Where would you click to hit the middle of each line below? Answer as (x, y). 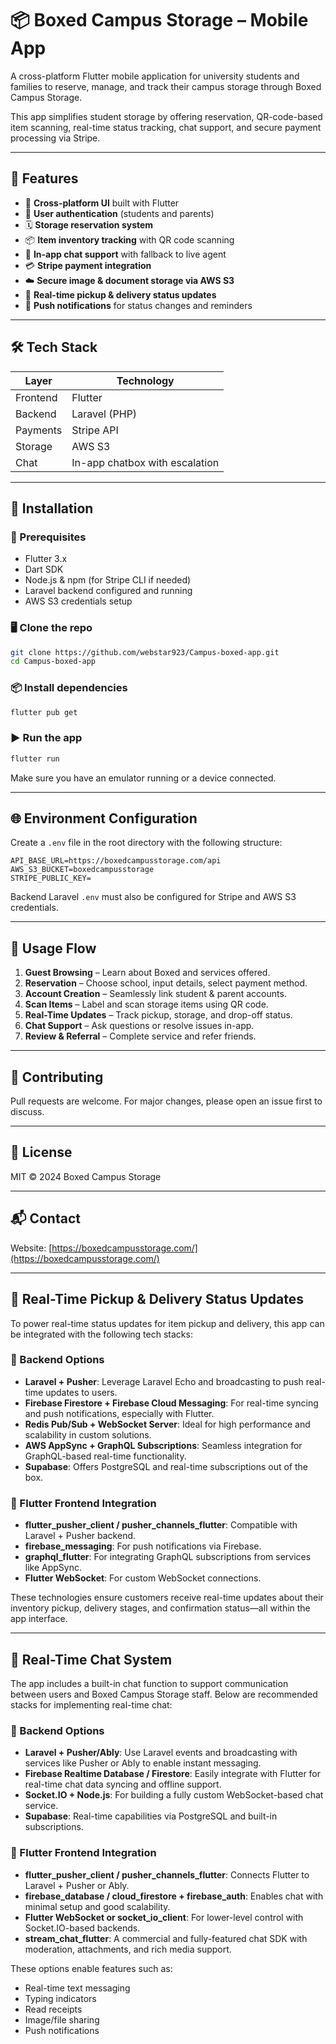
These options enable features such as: (91, 1968)
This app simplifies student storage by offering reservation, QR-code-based (166, 116)
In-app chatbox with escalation (145, 462)
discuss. (27, 1112)
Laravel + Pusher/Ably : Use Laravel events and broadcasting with (161, 1753)
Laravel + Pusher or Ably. (77, 1885)
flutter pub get (44, 712)
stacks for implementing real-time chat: (91, 1704)
